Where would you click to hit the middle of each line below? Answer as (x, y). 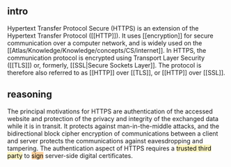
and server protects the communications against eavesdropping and (105, 141)
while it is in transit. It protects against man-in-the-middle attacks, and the (113, 126)
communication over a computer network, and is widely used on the (105, 43)
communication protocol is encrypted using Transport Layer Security (106, 58)
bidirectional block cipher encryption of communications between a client (113, 133)
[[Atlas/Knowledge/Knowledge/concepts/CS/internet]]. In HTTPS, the (107, 50)
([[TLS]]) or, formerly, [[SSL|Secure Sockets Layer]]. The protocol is (104, 65)
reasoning (30, 94)
